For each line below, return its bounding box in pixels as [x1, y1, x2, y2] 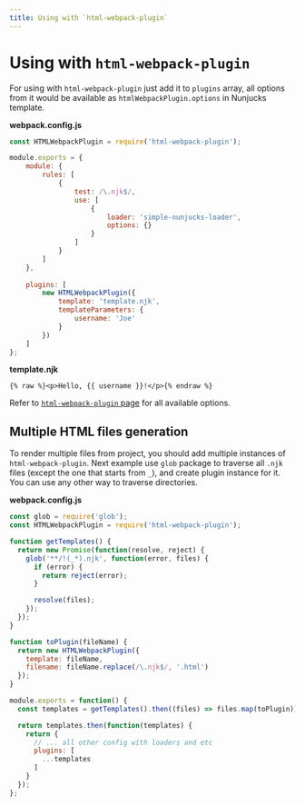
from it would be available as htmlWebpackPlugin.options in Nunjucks [9, 92, 267, 103]
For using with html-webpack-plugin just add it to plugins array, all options [9, 83, 286, 94]
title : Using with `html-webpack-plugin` [9, 13, 169, 23]
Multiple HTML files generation [9, 423, 189, 439]
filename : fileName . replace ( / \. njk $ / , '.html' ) [25, 662, 209, 672]
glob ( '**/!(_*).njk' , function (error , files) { [25, 553, 209, 563]
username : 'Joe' [74, 314, 136, 323]
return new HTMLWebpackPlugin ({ [17, 646, 141, 655]
